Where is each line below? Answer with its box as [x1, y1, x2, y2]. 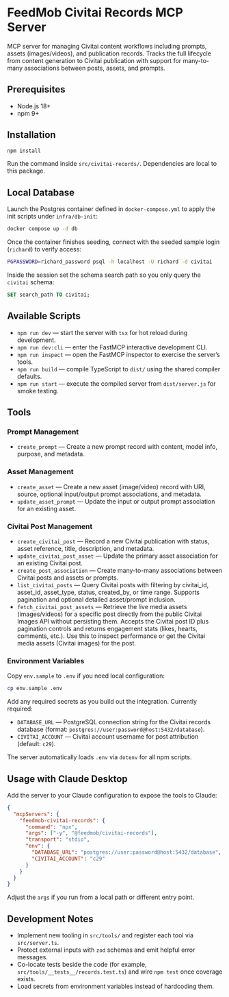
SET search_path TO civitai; [7, 291, 90, 298]
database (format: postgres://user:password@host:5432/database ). [16, 725, 205, 734]
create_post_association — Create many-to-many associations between [16, 566, 223, 574]
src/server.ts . [16, 939, 59, 947]
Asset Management [7, 467, 74, 477]
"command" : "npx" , [25, 824, 78, 830]
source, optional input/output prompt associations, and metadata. [16, 490, 202, 498]
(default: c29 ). [16, 740, 56, 748]
